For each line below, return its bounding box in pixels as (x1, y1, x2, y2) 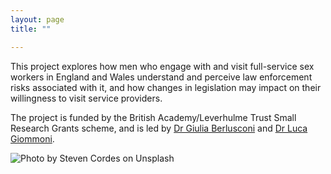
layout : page (10, 14, 65, 25)
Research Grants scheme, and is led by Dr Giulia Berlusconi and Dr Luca (10, 122, 308, 134)
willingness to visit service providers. (10, 92, 163, 104)
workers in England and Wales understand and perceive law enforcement (10, 71, 313, 83)
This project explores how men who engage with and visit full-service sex (10, 60, 315, 72)
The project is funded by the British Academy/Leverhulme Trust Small (10, 111, 297, 123)
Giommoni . (10, 132, 55, 145)
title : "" (10, 24, 52, 34)
